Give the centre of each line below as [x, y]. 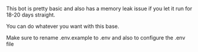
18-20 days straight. [31, 15]
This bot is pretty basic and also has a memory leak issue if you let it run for [99, 9]
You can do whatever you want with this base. [63, 26]
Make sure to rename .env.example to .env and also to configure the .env [96, 38]
